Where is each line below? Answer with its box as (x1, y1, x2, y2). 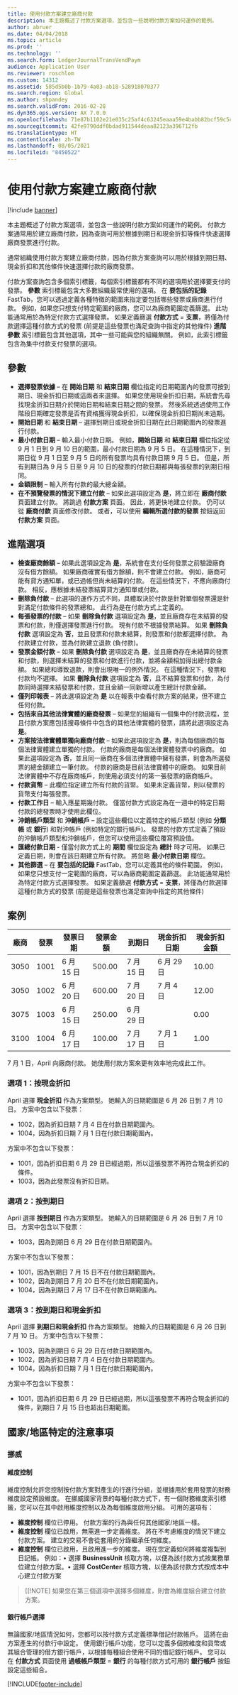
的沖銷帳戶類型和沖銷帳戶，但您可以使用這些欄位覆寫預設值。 (17, 834, 198, 842)
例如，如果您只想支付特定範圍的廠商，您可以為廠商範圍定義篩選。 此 (21, 303, 222, 312)
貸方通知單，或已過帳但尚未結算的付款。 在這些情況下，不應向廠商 (30, 576, 225, 584)
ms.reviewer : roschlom (7, 70, 74, 77)
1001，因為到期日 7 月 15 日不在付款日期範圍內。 (17, 1268, 159, 1276)
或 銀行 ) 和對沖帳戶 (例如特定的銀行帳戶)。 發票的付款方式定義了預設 (25, 824, 226, 833)
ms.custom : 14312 (7, 76, 59, 84)
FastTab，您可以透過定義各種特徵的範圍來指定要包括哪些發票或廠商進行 (7, 295, 217, 303)
